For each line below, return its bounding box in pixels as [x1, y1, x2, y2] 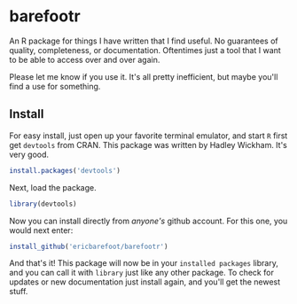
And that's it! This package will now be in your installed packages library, [9, 258, 279, 269]
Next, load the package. [9, 182, 98, 192]
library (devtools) [9, 199, 77, 208]
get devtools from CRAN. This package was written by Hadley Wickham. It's [9, 139, 288, 150]
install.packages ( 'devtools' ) [9, 166, 121, 175]
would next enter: [9, 224, 74, 236]
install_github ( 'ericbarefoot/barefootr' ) [9, 242, 168, 251]
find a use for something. [9, 81, 101, 91]
